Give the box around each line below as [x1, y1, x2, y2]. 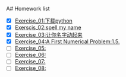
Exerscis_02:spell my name [14, 24, 81, 31]
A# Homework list [6, 5, 50, 12]
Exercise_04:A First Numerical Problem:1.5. [14, 38, 120, 45]
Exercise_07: [14, 58, 46, 65]
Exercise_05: [14, 44, 46, 52]
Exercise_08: [14, 65, 46, 72]
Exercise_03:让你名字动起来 [14, 31, 83, 38]
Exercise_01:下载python [14, 17, 73, 24]
